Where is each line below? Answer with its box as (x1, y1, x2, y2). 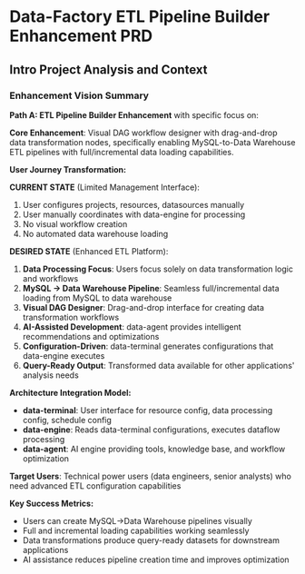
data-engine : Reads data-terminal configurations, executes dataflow (22, 424, 280, 435)
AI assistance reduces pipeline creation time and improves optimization (22, 554, 290, 565)
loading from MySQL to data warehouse (22, 292, 172, 303)
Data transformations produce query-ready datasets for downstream (22, 534, 280, 546)
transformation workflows (22, 312, 120, 322)
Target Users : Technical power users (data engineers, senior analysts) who (9, 470, 292, 481)
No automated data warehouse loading (22, 228, 169, 239)
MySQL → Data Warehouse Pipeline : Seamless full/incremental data (22, 282, 280, 293)
